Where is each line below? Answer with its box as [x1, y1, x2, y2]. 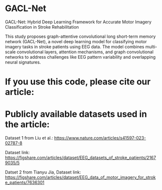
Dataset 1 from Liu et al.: [5, 135, 53, 141]
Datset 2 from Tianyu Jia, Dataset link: [5, 169, 81, 175]
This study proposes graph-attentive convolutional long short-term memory [5, 33, 156, 39]
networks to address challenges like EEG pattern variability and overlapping [5, 54, 156, 60]
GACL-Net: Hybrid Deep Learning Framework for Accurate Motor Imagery [5, 19, 152, 25]
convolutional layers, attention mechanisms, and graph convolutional [16, 49, 154, 55]
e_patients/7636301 [5, 180, 44, 186]
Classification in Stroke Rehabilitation [5, 24, 79, 30]
